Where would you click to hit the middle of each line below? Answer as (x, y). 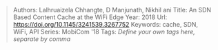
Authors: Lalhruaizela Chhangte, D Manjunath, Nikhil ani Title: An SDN (112, 10)
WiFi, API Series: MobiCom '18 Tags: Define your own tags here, (104, 32)
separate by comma (42, 39)
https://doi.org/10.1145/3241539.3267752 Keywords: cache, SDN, (105, 24)
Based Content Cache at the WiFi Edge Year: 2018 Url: (90, 17)
